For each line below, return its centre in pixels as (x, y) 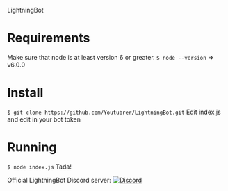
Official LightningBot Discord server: (59, 180)
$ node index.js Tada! (39, 167)
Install (25, 93)
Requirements (49, 38)
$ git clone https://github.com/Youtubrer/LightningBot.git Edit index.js (114, 112)
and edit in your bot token (44, 119)
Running (32, 148)
